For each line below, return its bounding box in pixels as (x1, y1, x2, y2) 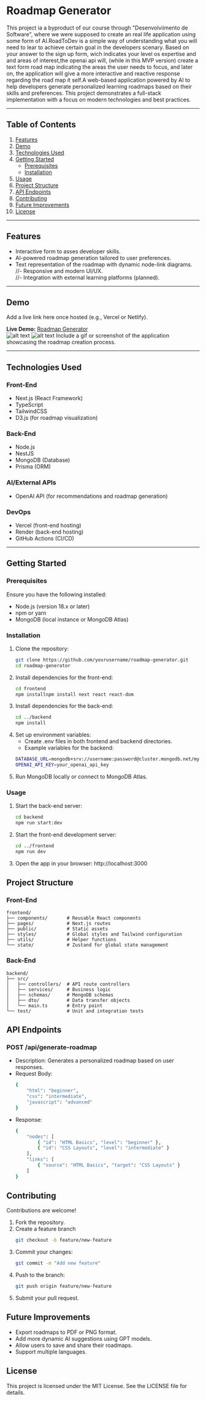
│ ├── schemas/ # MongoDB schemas (6, 992, 114, 998)
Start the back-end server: (15, 802, 83, 810)
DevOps (6, 508, 31, 516)
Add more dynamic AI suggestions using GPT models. (15, 1335, 152, 1342)
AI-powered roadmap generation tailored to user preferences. (15, 254, 172, 261)
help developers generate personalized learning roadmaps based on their (6, 82, 192, 90)
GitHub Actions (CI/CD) (15, 534, 75, 542)
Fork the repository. (15, 1218, 66, 1226)
